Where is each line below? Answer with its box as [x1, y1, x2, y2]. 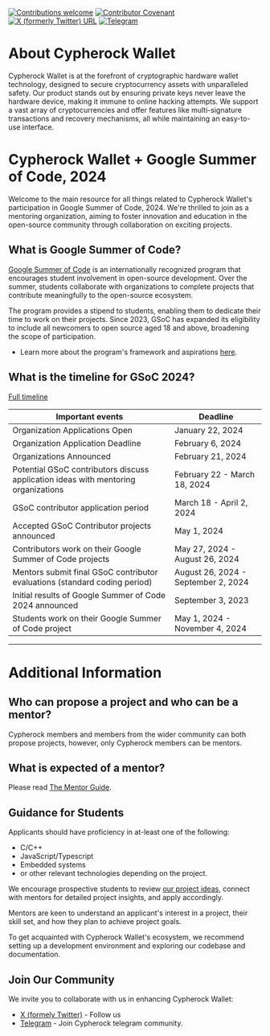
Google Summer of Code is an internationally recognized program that [8, 264, 241, 274]
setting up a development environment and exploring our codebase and [8, 941, 246, 951]
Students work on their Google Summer [12, 613, 162, 624]
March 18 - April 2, [174, 497, 248, 508]
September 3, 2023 [174, 594, 249, 605]
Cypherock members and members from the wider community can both [8, 729, 247, 739]
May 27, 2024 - [174, 543, 236, 555]
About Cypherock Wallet [8, 44, 176, 63]
